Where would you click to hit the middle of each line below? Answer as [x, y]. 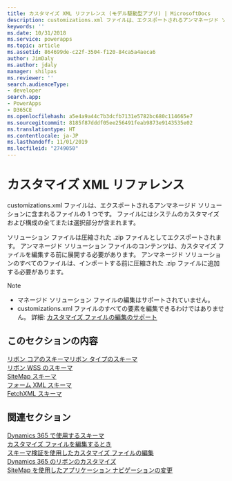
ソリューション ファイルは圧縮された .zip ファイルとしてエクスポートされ [112, 237]
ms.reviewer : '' [30, 78]
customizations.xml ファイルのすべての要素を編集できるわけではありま [118, 308]
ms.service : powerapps [40, 39]
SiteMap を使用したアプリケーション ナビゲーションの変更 [90, 470]
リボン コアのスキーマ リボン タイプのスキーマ [72, 359]
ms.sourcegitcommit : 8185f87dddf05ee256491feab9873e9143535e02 [100, 123]
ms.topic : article [33, 46]
